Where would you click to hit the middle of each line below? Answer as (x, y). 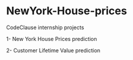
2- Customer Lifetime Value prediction (53, 50)
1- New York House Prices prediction (52, 39)
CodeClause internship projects (45, 27)
